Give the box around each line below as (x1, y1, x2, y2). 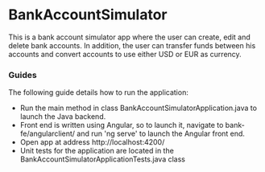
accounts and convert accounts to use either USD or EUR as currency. (8, 49, 242, 59)
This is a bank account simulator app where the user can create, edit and (8, 32, 251, 42)
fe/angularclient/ (19, 129, 75, 138)
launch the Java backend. (19, 112, 106, 121)
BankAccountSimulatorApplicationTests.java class (19, 154, 185, 164)
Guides (8, 69, 38, 80)
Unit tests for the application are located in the (19, 146, 175, 156)
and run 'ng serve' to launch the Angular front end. (76, 129, 246, 138)
